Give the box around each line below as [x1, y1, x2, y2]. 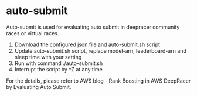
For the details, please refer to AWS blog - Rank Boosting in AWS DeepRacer [6, 77, 191, 84]
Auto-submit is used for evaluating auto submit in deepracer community [6, 23, 180, 30]
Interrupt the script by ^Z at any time [14, 66, 103, 73]
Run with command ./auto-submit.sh [14, 60, 103, 67]
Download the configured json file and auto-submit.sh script [14, 41, 160, 48]
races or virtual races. [6, 29, 59, 36]
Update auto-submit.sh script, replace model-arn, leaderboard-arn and [14, 47, 186, 54]
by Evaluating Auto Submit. [6, 83, 72, 90]
